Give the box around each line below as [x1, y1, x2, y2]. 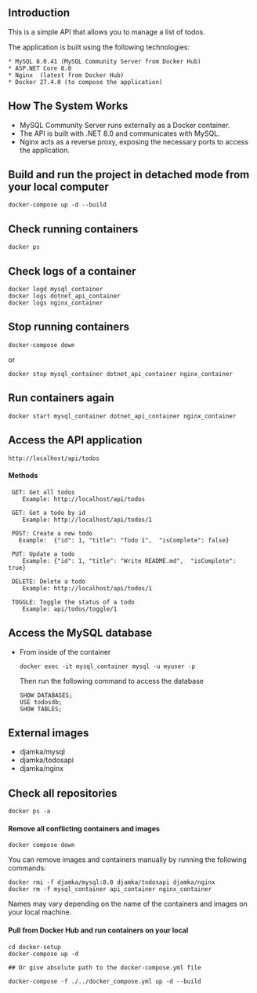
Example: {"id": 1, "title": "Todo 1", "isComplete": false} [18, 536, 230, 544]
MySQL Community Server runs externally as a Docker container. [19, 120, 230, 130]
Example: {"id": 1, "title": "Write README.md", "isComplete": [22, 557, 237, 564]
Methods [8, 471, 38, 480]
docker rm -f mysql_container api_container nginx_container [8, 885, 212, 893]
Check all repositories [8, 787, 118, 800]
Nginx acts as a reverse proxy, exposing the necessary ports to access [19, 137, 249, 146]
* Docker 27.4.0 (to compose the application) [8, 78, 163, 86]
